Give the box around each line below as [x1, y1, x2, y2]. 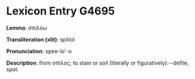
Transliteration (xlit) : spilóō [6, 36, 75, 43]
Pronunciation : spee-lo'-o [6, 47, 72, 55]
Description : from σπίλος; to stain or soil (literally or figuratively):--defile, [6, 59, 189, 66]
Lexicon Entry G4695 [6, 4, 115, 18]
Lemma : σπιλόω [6, 24, 47, 31]
